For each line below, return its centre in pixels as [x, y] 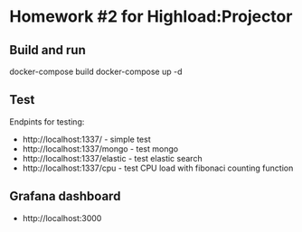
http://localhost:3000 [62, 218]
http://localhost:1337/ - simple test [86, 139]
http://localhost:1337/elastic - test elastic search [112, 158]
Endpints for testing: [47, 121]
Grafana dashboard [65, 196]
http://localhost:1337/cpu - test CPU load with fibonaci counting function [158, 168]
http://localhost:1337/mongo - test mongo [100, 148]
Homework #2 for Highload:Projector [151, 17]
